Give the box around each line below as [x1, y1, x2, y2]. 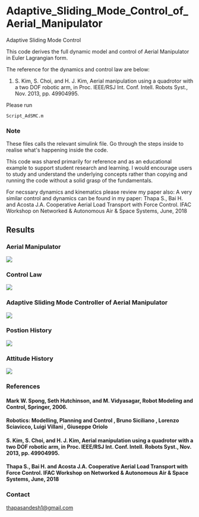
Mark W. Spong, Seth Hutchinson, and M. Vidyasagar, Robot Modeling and [6, 397, 193, 404]
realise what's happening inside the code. [6, 147, 109, 154]
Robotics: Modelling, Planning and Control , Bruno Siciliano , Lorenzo [6, 417, 179, 424]
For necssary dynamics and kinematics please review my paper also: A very [6, 188, 192, 196]
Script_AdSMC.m [6, 113, 44, 119]
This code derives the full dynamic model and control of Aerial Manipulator [6, 48, 189, 55]
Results [6, 225, 35, 235]
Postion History [6, 326, 52, 335]
